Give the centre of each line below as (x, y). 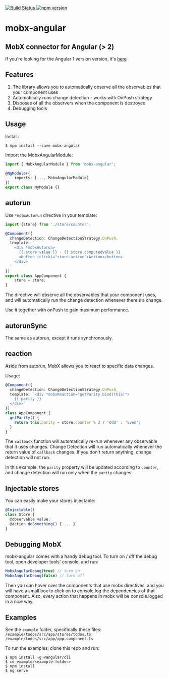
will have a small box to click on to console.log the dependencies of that (80, 591)
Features (19, 75)
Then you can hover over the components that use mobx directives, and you (84, 586)
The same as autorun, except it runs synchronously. (59, 338)
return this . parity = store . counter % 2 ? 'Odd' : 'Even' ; (78, 422)
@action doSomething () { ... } (43, 524)
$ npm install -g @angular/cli (38, 657)
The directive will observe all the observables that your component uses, (81, 295)
